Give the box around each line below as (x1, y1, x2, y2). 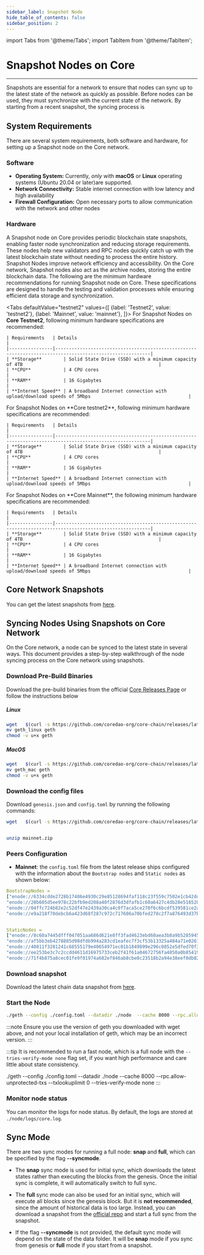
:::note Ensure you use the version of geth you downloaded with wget (6, 1023, 180, 1031)
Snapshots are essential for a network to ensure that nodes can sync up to (6, 84, 193, 91)
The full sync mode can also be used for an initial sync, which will (15, 1191, 180, 1198)
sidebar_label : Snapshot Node (6, 9, 83, 15)
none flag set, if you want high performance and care (55, 1054, 187, 1062)
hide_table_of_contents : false (6, 15, 86, 21)
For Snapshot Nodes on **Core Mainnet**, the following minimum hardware (6, 491, 197, 498)
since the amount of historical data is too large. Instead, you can (15, 1204, 176, 1211)
